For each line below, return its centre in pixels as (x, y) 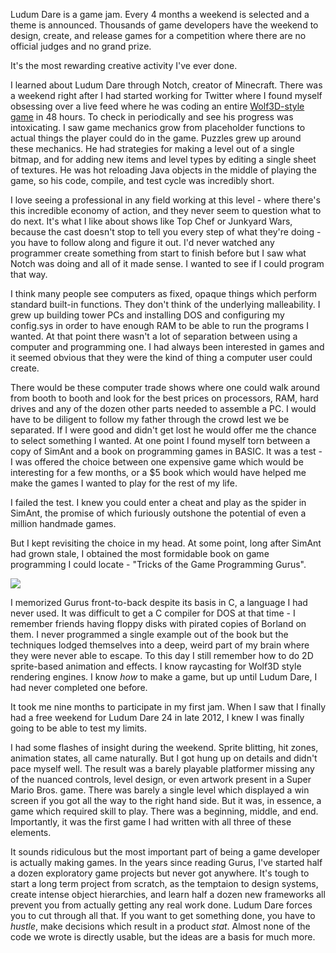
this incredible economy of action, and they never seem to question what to (166, 210)
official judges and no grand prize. (81, 46)
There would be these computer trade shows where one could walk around (165, 387)
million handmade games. (63, 523)
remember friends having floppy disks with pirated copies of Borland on (158, 623)
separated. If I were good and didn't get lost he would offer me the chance (163, 430)
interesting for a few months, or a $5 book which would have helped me (158, 472)
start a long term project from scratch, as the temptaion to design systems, (164, 883)
